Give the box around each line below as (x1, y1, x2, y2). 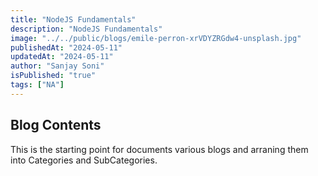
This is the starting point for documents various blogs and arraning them (10, 143, 309, 155)
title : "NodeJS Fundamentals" (10, 14, 137, 25)
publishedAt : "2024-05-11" (10, 42, 123, 53)
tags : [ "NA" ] (10, 80, 65, 90)
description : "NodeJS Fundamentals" (10, 24, 163, 34)
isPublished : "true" (10, 71, 97, 81)
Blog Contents (10, 117, 102, 134)
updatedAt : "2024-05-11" (10, 52, 114, 62)
